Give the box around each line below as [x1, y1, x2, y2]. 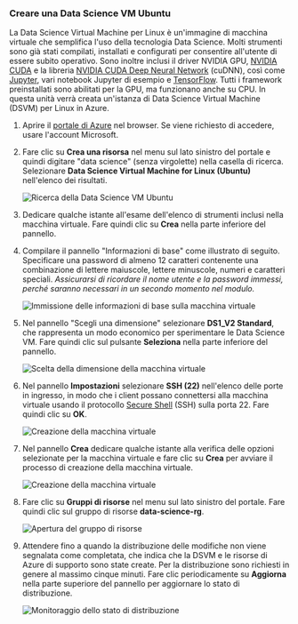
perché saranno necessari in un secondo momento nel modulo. [21, 284, 255, 294]
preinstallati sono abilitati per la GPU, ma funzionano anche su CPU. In [9, 84, 267, 95]
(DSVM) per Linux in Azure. [9, 103, 109, 114]
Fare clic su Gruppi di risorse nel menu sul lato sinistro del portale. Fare [21, 497, 286, 508]
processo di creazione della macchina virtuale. [21, 462, 194, 473]
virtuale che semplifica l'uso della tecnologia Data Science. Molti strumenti [9, 36, 283, 47]
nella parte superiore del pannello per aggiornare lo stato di [21, 579, 240, 589]
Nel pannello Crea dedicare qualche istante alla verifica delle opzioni [21, 444, 274, 454]
